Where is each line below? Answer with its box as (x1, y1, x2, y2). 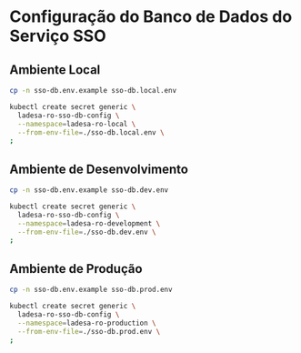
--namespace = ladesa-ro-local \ (17, 119, 136, 128)
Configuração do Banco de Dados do (9, 6, 293, 27)
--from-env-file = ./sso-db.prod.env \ (17, 327, 161, 336)
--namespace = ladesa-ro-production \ (17, 318, 156, 328)
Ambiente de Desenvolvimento (9, 161, 189, 176)
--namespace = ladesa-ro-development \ (17, 218, 161, 228)
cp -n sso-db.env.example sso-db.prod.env (9, 285, 173, 295)
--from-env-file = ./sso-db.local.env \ (17, 127, 166, 137)
